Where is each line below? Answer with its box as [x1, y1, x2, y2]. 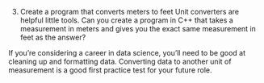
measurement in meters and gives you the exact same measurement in [19, 24, 257, 33]
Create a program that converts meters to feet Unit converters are [19, 7, 240, 16]
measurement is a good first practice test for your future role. [8, 65, 212, 75]
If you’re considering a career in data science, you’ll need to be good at [8, 48, 246, 57]
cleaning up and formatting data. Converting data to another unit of [8, 56, 232, 66]
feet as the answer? [19, 32, 86, 42]
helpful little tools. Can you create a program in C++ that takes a [19, 15, 234, 25]
